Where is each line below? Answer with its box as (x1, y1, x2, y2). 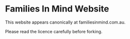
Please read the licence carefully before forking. (5, 28, 103, 34)
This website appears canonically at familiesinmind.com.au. (5, 19, 126, 25)
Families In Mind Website (5, 3, 109, 14)
